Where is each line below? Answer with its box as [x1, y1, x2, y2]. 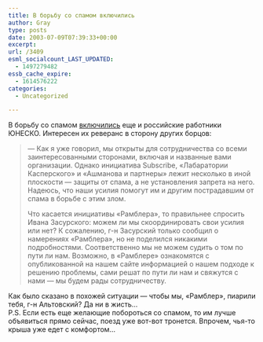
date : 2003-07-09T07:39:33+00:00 [8, 33, 118, 42]
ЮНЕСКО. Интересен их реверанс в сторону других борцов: [8, 129, 212, 138]
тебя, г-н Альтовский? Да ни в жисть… [8, 300, 138, 309]
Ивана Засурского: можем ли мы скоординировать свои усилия [27, 218, 245, 227]
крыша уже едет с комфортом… [8, 325, 116, 334]
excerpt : [8, 41, 37, 49]
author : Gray [8, 19, 51, 27]
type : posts [8, 26, 47, 34]
